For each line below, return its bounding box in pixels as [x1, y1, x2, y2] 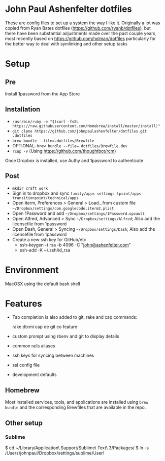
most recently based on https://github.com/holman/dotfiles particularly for [5, 36, 156, 42]
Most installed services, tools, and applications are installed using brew [5, 399, 149, 405]
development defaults [12, 372, 57, 377]
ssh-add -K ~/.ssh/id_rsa [19, 247, 70, 253]
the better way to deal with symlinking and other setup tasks [5, 41, 128, 46]
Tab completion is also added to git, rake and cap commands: [12, 314, 138, 320]
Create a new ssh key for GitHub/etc [12, 236, 86, 243]
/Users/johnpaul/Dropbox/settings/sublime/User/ [5, 450, 104, 456]
